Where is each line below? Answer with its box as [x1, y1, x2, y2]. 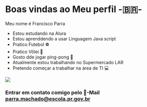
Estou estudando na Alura [12, 30, 66, 36]
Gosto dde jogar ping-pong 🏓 [12, 54, 73, 60]
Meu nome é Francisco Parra [5, 20, 65, 26]
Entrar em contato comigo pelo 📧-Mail [5, 89, 100, 96]
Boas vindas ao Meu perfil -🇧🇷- [5, 4, 142, 15]
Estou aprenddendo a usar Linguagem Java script [12, 35, 116, 41]
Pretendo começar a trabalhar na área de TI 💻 [12, 65, 109, 71]
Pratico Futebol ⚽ [12, 41, 49, 47]
